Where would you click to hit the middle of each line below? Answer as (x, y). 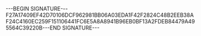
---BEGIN (18, 9)
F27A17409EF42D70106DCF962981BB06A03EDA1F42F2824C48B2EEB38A (100, 15)
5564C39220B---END (33, 28)
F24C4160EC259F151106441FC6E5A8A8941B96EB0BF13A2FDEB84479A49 (100, 21)
